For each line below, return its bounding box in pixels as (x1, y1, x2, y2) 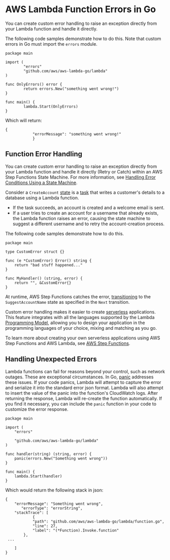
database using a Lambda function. (5, 194, 80, 201)
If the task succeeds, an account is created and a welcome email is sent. (12, 204, 165, 211)
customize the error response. (5, 406, 69, 412)
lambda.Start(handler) (14, 473, 62, 479)
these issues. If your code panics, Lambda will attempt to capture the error (5, 379, 161, 385)
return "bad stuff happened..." (14, 262, 83, 267)
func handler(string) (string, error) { (5, 451, 92, 457)
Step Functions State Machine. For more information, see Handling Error (5, 174, 156, 180)
